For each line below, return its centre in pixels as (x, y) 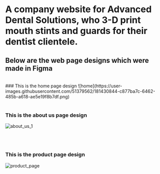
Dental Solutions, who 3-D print (73, 20)
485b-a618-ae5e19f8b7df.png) (37, 97)
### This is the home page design (41, 86)
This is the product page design (45, 155)
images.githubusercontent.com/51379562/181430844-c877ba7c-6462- (80, 91)
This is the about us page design (46, 115)
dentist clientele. (42, 42)
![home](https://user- (100, 86)
